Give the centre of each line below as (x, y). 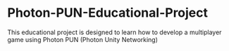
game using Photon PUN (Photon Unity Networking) (83, 39)
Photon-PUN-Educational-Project (108, 13)
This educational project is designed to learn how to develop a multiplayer (114, 32)
